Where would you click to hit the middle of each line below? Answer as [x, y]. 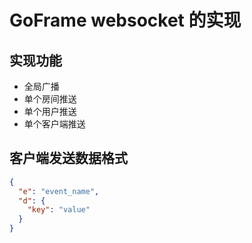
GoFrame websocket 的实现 [125, 20]
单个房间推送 [50, 99]
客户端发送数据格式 [68, 158]
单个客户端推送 [54, 124]
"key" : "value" [59, 210]
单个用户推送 [50, 111]
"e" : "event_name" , [59, 191]
